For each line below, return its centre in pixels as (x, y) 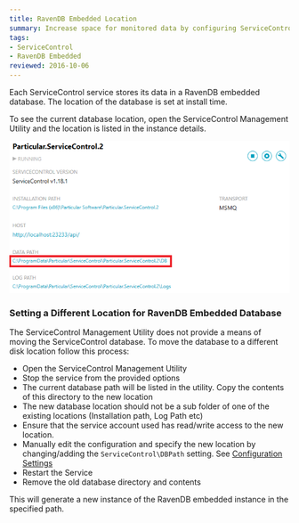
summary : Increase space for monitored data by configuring (123, 28)
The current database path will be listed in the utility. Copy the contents (153, 388)
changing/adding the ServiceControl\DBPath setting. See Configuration (152, 454)
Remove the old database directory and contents (112, 482)
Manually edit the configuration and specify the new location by (139, 445)
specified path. (37, 509)
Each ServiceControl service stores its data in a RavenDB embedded (135, 92)
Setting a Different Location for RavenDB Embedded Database (145, 313)
